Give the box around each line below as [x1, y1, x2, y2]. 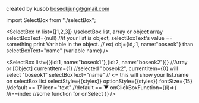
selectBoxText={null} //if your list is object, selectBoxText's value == [6, 35, 173, 41]
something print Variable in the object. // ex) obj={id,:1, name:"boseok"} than [6, 41, 194, 48]
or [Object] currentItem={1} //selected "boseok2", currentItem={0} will [6, 65, 178, 72]
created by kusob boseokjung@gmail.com [6, 5, 110, 12]
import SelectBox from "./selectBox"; [6, 17, 96, 23]
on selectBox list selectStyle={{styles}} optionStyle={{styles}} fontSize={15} [6, 77, 193, 85]
